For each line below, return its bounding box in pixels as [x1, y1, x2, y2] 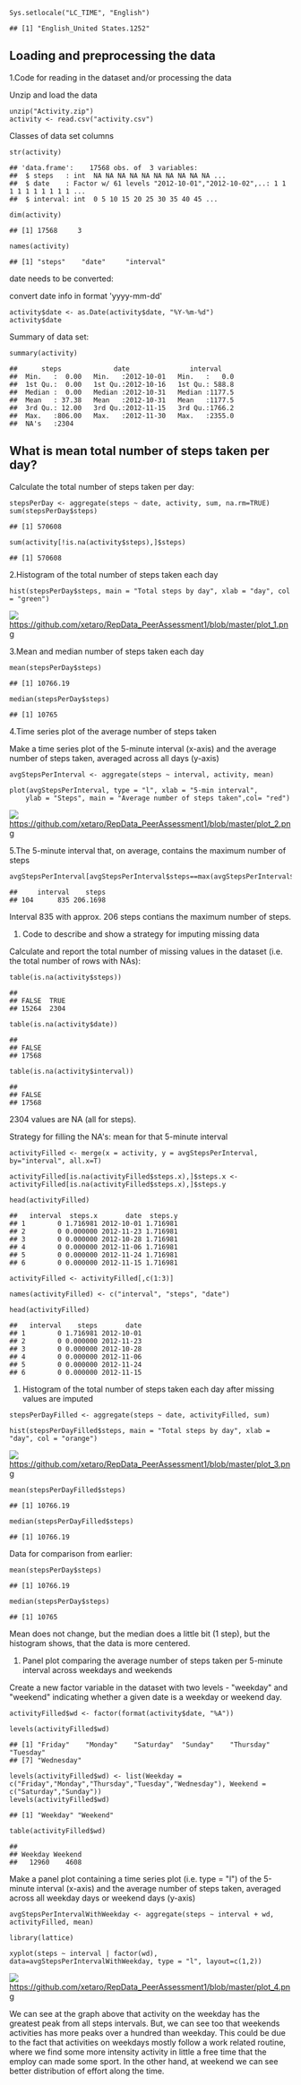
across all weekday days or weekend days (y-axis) [9, 1892, 196, 1903]
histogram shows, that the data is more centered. [9, 1637, 191, 1648]
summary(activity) [9, 348, 78, 357]
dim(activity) [9, 210, 63, 219]
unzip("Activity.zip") [9, 107, 94, 116]
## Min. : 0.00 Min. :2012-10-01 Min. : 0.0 [9, 372, 235, 381]
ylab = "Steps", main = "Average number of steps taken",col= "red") [25, 794, 291, 802]
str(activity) [9, 148, 63, 157]
